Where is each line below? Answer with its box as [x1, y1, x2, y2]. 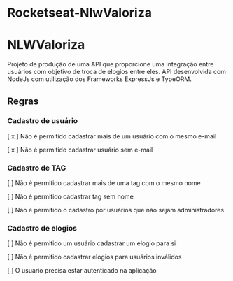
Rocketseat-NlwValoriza [7, 5, 153, 21]
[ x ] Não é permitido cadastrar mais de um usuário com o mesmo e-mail [7, 131, 217, 140]
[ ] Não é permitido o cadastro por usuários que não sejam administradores [7, 206, 225, 215]
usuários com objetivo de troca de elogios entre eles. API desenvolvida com [7, 68, 226, 76]
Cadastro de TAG [7, 163, 66, 173]
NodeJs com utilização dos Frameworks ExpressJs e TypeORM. [7, 75, 192, 83]
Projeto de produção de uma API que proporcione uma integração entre [7, 60, 214, 69]
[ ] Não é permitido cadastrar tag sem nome [7, 192, 134, 201]
